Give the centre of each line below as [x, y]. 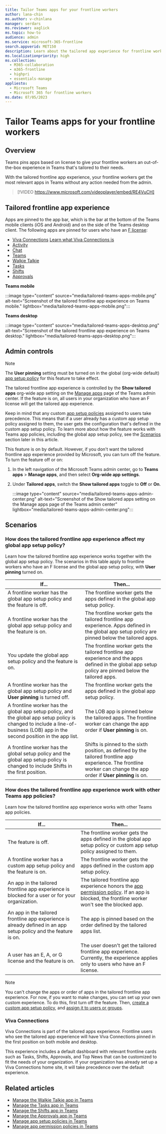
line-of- [67, 723]
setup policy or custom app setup [120, 845]
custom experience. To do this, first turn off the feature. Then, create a [77, 1002]
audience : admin [22, 38]
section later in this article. [32, 439]
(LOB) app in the [49, 730]
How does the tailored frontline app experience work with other [83, 790]
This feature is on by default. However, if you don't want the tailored [74, 449]
